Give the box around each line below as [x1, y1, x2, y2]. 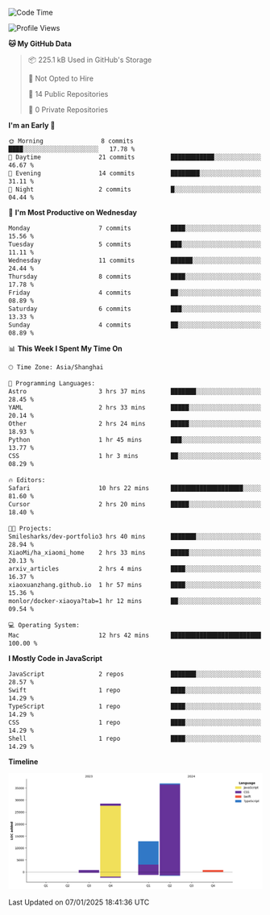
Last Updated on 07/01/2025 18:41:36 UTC [8, 897, 150, 907]
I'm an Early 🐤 [8, 121, 56, 130]
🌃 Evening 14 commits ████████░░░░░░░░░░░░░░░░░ [8, 169, 262, 177]
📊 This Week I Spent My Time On [8, 343, 123, 353]
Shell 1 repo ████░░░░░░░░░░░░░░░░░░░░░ [8, 734, 262, 742]
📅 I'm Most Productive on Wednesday [8, 208, 137, 217]
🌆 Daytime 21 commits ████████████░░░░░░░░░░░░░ [8, 153, 262, 161]
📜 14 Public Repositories [27, 89, 109, 98]
